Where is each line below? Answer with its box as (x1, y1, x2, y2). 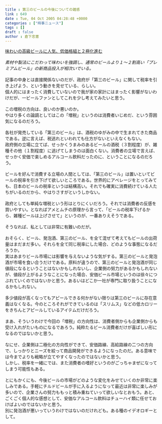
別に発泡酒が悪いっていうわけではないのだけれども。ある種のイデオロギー (5, 407, 153, 413)
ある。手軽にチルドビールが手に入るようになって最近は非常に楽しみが (17, 383, 158, 389)
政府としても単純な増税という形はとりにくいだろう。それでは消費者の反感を (5, 200, 157, 206)
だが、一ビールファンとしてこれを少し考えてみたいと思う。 (9, 95, 127, 101)
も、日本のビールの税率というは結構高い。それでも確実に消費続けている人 (5, 183, 153, 189)
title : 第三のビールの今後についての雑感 (5, 7, 80, 12)
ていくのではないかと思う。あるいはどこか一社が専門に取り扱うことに (13, 277, 153, 283)
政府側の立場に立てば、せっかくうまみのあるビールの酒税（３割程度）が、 (5, 141, 153, 147)
